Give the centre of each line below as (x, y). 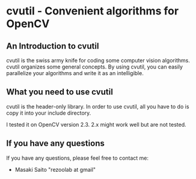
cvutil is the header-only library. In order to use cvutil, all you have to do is (98, 106)
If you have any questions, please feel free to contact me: (78, 158)
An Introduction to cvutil (53, 46)
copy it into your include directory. (49, 113)
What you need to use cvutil (60, 92)
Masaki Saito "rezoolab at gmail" (55, 169)
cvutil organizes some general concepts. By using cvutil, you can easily (95, 67)
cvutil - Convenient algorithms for (93, 11)
